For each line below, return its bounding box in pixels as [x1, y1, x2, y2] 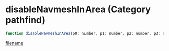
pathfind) [5, 14, 46, 26]
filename [5, 40, 24, 46]
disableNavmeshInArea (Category [5, 4, 151, 15]
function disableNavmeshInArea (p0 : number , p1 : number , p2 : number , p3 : [5, 31, 161, 36]
